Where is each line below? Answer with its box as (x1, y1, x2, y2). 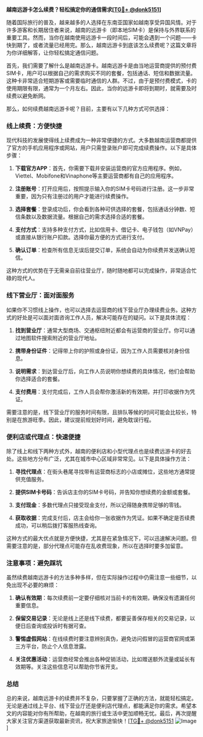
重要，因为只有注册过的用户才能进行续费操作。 (14, 193, 132, 200)
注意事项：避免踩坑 (6, 559, 62, 567)
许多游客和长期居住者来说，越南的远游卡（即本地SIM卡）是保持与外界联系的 (6, 27, 196, 33)
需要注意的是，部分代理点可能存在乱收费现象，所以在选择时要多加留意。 (6, 542, 186, 549)
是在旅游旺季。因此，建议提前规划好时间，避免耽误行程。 (11, 416, 155, 423)
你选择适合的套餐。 (14, 375, 63, 382)
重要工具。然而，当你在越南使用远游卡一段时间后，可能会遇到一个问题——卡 (6, 34, 197, 41)
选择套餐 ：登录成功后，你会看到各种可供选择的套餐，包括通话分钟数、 (14, 205, 190, 213)
